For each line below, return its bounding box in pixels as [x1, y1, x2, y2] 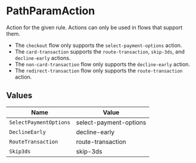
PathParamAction [6, 4, 95, 18]
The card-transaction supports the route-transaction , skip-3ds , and [14, 48, 185, 55]
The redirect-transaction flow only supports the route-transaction [14, 67, 183, 74]
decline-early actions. [14, 54, 71, 61]
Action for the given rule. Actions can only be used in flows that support [6, 24, 183, 31]
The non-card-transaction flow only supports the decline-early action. [14, 61, 191, 68]
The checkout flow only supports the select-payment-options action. [14, 42, 182, 49]
